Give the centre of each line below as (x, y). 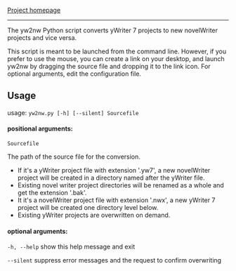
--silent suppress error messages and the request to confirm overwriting (114, 260)
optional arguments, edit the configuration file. (74, 74)
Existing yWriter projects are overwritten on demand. (94, 215)
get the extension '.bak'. (52, 193)
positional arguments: (40, 128)
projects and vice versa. (42, 38)
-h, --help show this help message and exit (71, 247)
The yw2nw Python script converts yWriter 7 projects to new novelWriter (113, 30)
